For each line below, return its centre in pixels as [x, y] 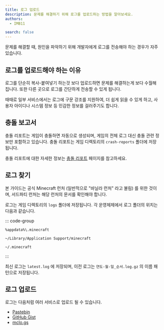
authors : [14, 19]
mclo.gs [20, 323]
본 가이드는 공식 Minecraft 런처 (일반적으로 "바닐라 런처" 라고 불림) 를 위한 [77, 188]
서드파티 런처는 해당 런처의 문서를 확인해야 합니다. [59, 194]
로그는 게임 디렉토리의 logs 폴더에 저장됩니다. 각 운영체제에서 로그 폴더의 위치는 [82, 204]
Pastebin [21, 312]
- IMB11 [17, 23]
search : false [20, 33]
